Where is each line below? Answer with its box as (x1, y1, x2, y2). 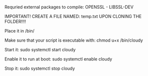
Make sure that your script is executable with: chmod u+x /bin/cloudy (4, 37, 143, 43)
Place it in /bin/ (4, 28, 35, 33)
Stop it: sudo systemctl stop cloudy (4, 65, 75, 71)
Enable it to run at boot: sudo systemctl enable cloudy (4, 56, 113, 62)
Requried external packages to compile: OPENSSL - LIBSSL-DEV (4, 4, 134, 10)
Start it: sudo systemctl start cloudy (4, 47, 76, 52)
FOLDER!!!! (4, 19, 26, 24)
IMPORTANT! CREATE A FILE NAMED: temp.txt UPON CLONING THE (4, 14, 142, 19)
